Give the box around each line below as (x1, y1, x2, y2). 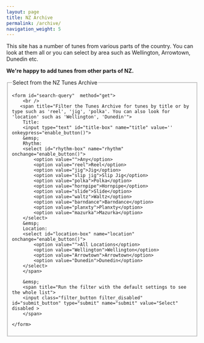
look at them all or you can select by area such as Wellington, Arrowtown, (6, 49, 191, 57)
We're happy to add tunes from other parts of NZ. (6, 68, 134, 75)
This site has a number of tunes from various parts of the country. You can (6, 43, 194, 50)
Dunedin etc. (6, 55, 38, 63)
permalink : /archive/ (6, 20, 62, 26)
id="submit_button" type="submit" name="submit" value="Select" (12, 300, 178, 307)
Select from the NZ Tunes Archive (12, 79, 97, 86)
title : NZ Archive (6, 15, 53, 21)
